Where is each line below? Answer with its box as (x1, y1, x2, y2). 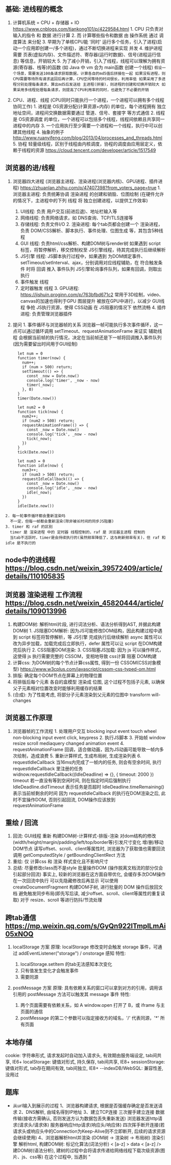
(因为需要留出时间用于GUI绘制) (12, 341, 78, 347)
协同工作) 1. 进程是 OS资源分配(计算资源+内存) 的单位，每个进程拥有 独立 (12, 103, 166, 109)
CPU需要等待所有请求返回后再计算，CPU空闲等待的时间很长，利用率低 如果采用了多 (12, 76, 162, 81)
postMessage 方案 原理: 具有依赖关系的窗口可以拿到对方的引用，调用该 (12, 985, 163, 991)
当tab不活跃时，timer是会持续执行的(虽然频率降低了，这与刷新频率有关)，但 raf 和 (10, 535, 166, 540)
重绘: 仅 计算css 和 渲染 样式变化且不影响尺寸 (12, 858, 109, 864)
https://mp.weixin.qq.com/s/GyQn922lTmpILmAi (5, 921, 166, 930)
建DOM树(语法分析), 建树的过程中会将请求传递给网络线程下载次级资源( (12, 1147, 161, 1153)
